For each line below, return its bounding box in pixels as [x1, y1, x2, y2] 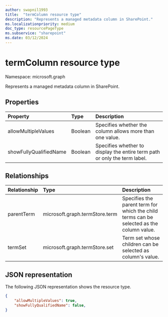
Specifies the [122, 195, 153, 202]
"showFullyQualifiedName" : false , [14, 303, 86, 308]
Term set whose [122, 235, 160, 242]
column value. [122, 227, 155, 234]
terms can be [122, 214, 153, 221]
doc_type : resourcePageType [5, 26, 64, 31]
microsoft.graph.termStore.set [42, 244, 114, 251]
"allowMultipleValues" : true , [14, 298, 77, 303]
